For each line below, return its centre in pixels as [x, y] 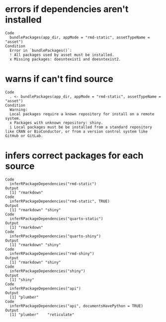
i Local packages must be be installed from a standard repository [81, 127]
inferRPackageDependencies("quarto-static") [56, 219]
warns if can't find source [59, 79]
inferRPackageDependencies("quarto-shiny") [55, 236]
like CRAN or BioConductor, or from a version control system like [77, 131]
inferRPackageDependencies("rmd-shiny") [52, 253]
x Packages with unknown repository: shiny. [56, 123]
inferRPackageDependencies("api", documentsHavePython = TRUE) [76, 306]
